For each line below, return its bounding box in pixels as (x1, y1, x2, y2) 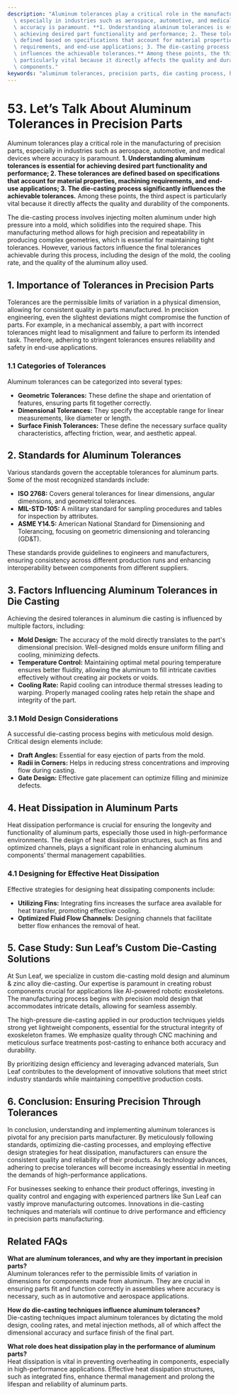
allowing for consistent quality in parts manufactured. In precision (7, 306, 199, 314)
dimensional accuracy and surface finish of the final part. (7, 1328, 174, 1337)
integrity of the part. (17, 696, 76, 704)
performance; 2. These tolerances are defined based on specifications (7, 169, 220, 178)
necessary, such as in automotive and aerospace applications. (7, 1292, 189, 1300)
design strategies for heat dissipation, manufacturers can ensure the (7, 1148, 208, 1157)
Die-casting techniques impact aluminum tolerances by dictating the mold (7, 1313, 223, 1322)
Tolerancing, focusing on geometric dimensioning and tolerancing (17, 527, 210, 536)
